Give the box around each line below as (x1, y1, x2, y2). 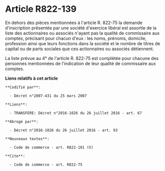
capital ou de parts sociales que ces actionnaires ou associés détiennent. (5, 46, 154, 52)
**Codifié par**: (5, 85, 41, 89)
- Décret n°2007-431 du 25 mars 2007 (9, 93, 87, 98)
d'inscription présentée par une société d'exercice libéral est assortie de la (5, 25, 157, 30)
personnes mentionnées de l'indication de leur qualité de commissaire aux (5, 60, 156, 66)
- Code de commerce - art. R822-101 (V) (9, 145, 94, 150)
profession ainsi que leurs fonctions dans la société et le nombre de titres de (5, 40, 161, 46)
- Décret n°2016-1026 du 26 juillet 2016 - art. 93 (9, 128, 118, 133)
